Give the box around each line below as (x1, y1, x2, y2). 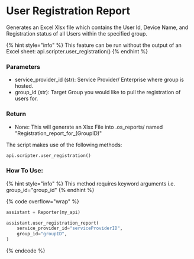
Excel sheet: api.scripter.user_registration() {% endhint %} (6, 47, 148, 55)
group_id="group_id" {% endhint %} (6, 186, 95, 193)
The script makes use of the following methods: (6, 141, 122, 148)
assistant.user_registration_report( (6, 220, 99, 226)
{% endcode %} (6, 247, 46, 254)
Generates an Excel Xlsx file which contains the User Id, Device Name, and (6, 24, 189, 31)
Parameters (6, 62, 40, 71)
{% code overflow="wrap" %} (6, 197, 80, 205)
